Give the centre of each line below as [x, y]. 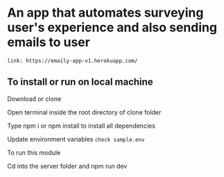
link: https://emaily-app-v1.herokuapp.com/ [72, 60]
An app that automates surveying [105, 13]
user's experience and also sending [112, 27]
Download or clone [34, 99]
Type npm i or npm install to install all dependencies [81, 126]
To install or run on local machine [80, 82]
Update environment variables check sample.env [76, 139]
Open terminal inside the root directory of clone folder [84, 112]
